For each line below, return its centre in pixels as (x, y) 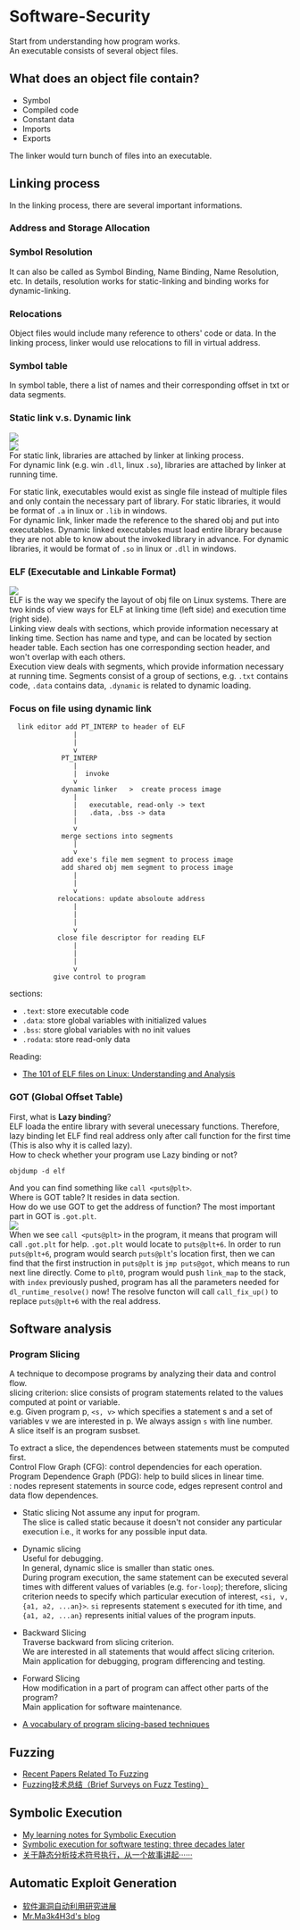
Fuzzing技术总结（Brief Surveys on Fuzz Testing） (115, 1784)
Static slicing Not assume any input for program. (111, 1513)
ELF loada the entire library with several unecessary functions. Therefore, (144, 1126)
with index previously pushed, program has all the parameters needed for (144, 1282)
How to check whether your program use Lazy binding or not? (124, 1155)
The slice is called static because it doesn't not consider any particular (152, 1522)
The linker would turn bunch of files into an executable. (111, 155)
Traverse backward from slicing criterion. (98, 1642)
